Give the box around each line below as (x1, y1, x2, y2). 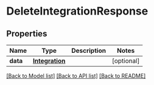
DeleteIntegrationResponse (6, 4, 149, 18)
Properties (6, 29, 47, 39)
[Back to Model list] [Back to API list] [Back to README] (6, 72, 146, 80)
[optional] (111, 56, 140, 65)
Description (71, 47, 107, 55)
